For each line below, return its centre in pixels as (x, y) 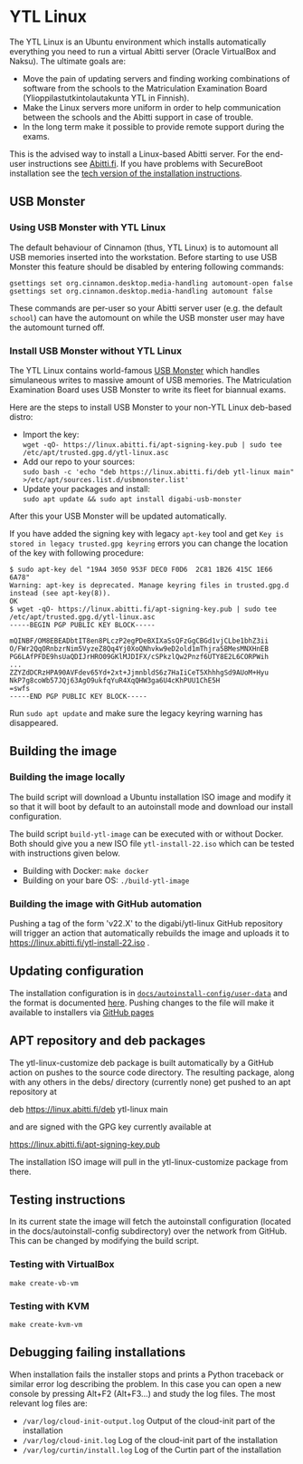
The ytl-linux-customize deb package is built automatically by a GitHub (142, 1062)
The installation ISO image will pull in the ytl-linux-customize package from (149, 1161)
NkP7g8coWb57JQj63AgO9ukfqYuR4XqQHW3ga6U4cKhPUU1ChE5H (115, 680)
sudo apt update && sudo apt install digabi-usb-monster (132, 499)
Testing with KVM (50, 1305)
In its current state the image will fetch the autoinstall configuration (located (150, 1222)
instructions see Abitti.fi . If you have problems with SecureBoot (146, 163)
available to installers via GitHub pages (82, 1012)
